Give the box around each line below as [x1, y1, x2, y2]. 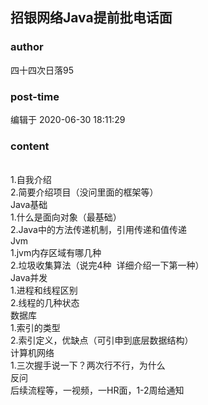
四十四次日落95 [10, 64, 74, 76]
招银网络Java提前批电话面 [10, 9, 173, 27]
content [10, 139, 50, 153]
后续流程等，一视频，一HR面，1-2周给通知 [10, 384, 185, 397]
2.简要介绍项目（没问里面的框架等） [10, 186, 159, 198]
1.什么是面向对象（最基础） [10, 211, 122, 223]
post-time [10, 89, 60, 103]
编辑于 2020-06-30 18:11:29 [10, 113, 126, 125]
